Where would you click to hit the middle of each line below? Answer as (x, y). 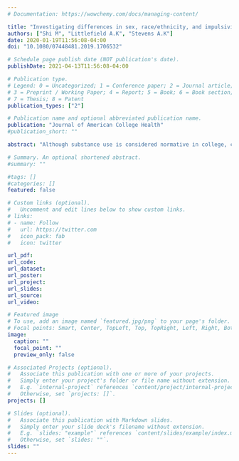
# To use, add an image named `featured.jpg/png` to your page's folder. (119, 321)
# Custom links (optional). (49, 203)
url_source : (25, 295)
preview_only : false (44, 354)
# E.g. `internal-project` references (68, 388)
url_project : (27, 282)
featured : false (31, 190)
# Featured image (33, 315)
